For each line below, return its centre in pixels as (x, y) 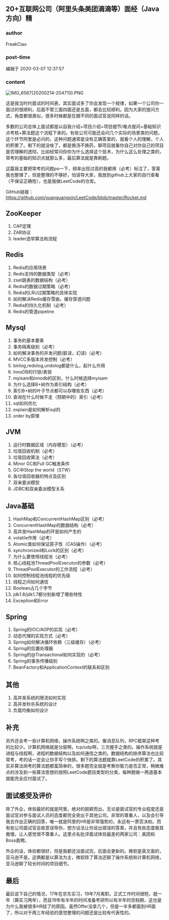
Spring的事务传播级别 (35, 661)
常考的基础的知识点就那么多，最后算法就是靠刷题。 (58, 158)
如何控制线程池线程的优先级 (42, 576)
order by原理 (26, 416)
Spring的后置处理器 (33, 649)
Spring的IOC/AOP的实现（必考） (47, 629)
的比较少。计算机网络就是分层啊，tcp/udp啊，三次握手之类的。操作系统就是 (84, 747)
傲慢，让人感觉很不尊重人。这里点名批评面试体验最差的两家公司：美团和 (80, 834)
